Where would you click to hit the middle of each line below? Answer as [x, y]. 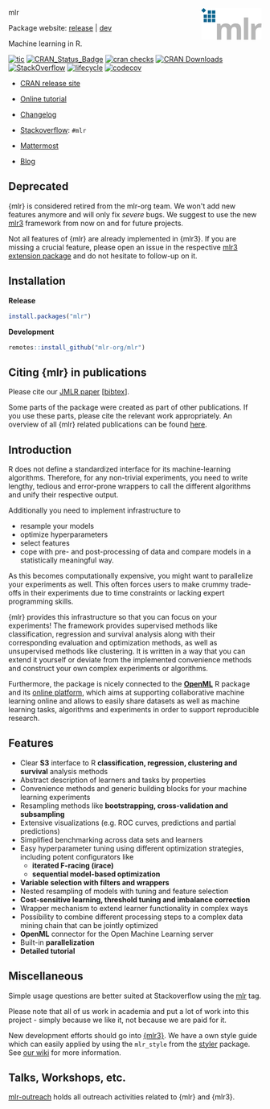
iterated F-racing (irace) [73, 865]
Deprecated [39, 186]
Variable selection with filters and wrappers [95, 882]
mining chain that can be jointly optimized [89, 925]
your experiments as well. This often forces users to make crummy [119, 584]
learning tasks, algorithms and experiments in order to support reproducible [134, 709]
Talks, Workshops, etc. [67, 1078]
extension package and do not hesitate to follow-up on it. [103, 256]
